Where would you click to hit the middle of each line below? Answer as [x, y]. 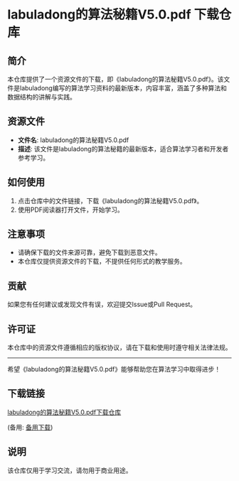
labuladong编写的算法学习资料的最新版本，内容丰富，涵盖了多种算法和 [123, 88]
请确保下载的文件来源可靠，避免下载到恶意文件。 [89, 252]
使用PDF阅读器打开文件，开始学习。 [71, 210]
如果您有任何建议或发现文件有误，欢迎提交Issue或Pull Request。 [102, 304]
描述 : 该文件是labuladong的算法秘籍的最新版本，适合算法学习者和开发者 [123, 148]
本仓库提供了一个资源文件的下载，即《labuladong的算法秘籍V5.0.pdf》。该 [116, 79]
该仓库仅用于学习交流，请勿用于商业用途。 [70, 470]
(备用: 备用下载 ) [30, 427]
